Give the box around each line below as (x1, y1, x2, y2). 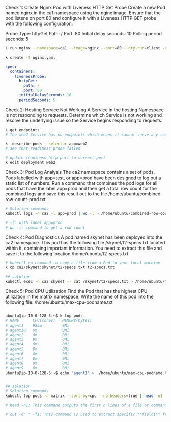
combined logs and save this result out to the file (5, 191, 108, 197)
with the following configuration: (5, 20, 73, 27)
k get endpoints (5, 127, 40, 132)
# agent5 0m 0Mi (5, 346, 70, 352)
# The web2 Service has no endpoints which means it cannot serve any (5, 132, 158, 137)
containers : (10, 69, 36, 74)
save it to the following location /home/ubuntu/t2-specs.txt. (5, 250, 130, 257)
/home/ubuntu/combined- (108, 191, 163, 197)
